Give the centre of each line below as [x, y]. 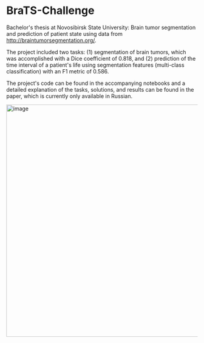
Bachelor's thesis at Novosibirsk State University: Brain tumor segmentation [101, 27]
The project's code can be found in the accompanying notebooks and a [96, 83]
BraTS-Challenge [50, 11]
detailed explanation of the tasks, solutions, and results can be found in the [100, 89]
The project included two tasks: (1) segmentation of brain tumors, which [96, 52]
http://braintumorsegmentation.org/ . [51, 40]
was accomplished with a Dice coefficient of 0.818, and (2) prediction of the [101, 58]
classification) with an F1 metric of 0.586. [58, 71]
